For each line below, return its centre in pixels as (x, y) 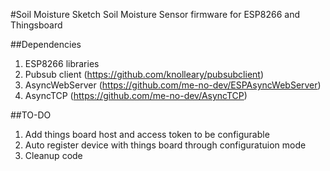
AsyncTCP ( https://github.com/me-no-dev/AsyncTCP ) (136, 95)
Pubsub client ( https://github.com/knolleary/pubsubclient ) (144, 74)
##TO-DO (31, 115)
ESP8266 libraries (62, 63)
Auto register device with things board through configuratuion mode (165, 145)
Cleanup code (53, 155)
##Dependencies (46, 44)
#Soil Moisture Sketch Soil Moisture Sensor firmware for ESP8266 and (155, 14)
